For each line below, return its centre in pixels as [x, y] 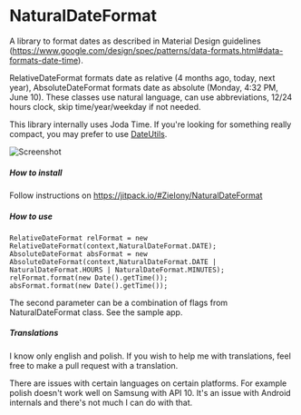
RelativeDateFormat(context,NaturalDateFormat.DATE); [113, 246]
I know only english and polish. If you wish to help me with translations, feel [150, 356]
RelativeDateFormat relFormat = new [78, 238]
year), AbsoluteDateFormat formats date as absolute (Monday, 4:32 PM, [144, 87]
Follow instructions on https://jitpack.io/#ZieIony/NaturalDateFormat [136, 195]
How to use [31, 216]
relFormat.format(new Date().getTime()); [89, 278]
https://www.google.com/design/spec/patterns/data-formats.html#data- [148, 50]
